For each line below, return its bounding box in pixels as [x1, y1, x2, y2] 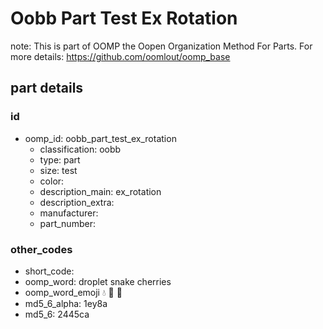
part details [10, 80, 84, 97]
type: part [39, 153, 81, 166]
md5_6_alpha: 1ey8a [24, 297, 108, 309]
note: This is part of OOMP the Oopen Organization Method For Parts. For [10, 40, 313, 52]
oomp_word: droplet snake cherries [24, 275, 172, 287]
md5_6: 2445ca [24, 308, 90, 320]
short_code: [24, 265, 75, 277]
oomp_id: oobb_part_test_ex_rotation [24, 132, 177, 144]
